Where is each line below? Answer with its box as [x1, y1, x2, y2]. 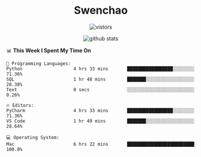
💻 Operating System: [6, 134, 60, 140]
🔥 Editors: [6, 102, 34, 108]
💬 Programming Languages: [6, 60, 71, 66]
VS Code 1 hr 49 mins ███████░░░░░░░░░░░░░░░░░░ [6, 118, 195, 124]
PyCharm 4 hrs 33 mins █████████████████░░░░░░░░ [6, 107, 195, 113]
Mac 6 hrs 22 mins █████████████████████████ [6, 141, 195, 147]
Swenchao [74, 4, 128, 17]
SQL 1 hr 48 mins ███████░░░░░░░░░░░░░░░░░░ [6, 76, 195, 82]
